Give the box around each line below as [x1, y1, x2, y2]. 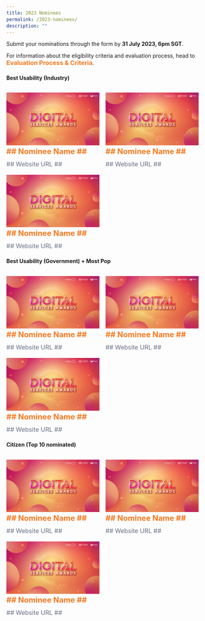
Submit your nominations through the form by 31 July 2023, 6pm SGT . [6, 40, 184, 48]
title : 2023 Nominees [6, 10, 62, 16]
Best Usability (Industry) [6, 74, 70, 81]
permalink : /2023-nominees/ [6, 16, 78, 23]
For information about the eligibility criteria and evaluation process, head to [6, 52, 195, 59]
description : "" [6, 23, 48, 29]
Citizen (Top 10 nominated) [6, 441, 76, 448]
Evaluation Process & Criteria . [6, 59, 95, 67]
